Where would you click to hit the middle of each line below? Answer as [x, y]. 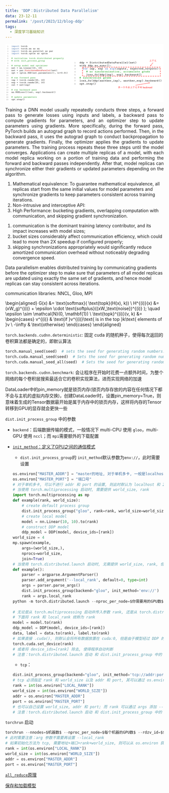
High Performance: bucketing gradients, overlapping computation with [86, 211]
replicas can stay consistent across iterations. [53, 284]
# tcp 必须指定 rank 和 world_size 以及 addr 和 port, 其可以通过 [78, 680]
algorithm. [16, 174]
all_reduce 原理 [21, 775]
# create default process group [56, 506]
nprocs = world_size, [42, 553]
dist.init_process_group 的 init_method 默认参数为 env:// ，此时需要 [90, 457]
